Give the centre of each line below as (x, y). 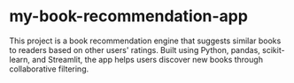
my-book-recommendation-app (128, 16)
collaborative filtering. (49, 69)
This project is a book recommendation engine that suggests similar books (145, 41)
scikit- (274, 49)
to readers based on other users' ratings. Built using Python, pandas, (135, 49)
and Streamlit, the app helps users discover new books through (148, 59)
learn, (20, 59)
